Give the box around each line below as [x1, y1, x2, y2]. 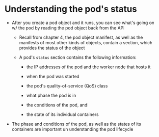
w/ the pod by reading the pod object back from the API [11, 25, 125, 30]
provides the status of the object [19, 45, 85, 51]
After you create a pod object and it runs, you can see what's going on [11, 20, 155, 26]
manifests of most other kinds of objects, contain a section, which [19, 39, 153, 45]
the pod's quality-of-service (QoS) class [26, 82, 108, 89]
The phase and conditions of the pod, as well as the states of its [11, 121, 141, 127]
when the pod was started [26, 73, 79, 79]
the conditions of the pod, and [26, 102, 88, 108]
